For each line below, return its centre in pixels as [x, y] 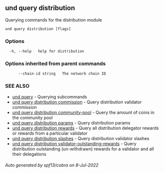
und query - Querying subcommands [49, 97]
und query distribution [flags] [38, 29]
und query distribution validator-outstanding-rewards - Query [74, 144]
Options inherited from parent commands [56, 64]
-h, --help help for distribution [47, 51]
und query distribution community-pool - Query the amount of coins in [83, 112]
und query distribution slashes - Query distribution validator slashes [81, 138]
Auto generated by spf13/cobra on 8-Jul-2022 [52, 165]
